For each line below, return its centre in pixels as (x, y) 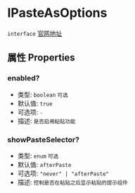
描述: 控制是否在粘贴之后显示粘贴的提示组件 (72, 182)
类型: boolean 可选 (43, 94)
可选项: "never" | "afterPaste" (63, 173)
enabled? (24, 78)
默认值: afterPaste (44, 164)
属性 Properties (41, 58)
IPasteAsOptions (57, 13)
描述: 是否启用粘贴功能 (46, 120)
